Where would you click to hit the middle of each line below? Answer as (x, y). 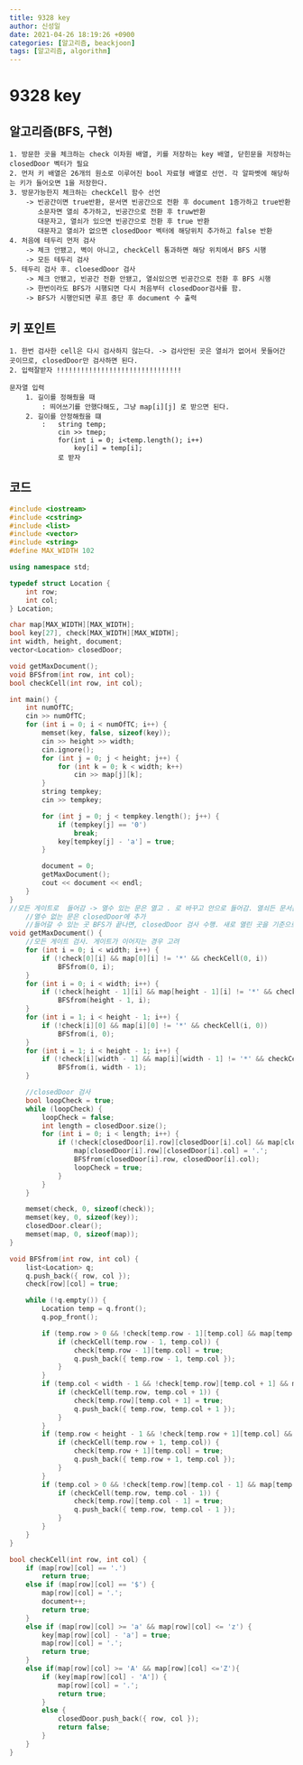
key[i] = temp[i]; (108, 448)
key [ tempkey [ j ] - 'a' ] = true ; (116, 841)
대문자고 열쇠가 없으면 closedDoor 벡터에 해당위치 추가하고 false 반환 (155, 231)
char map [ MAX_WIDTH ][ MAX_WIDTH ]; (72, 625)
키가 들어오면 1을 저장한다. (64, 183)
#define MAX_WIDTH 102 (52, 551)
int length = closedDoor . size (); (105, 1126)
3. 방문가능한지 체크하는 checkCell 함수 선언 (85, 193)
